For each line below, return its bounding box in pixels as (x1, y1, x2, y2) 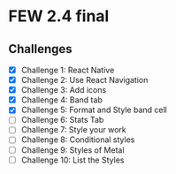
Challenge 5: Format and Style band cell (20, 104, 167, 116)
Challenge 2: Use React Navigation (20, 75, 149, 86)
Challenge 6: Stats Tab (20, 115, 104, 125)
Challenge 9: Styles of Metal (20, 144, 125, 155)
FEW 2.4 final (8, 6, 110, 26)
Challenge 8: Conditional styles (20, 134, 135, 145)
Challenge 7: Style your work (20, 125, 126, 135)
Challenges (8, 42, 73, 57)
